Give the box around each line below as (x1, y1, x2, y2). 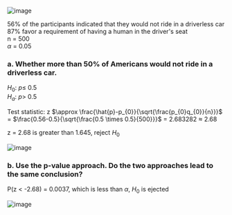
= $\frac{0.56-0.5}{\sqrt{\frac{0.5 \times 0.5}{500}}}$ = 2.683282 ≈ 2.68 (7, 115, 217, 123)
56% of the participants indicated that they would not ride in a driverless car (7, 20, 225, 28)
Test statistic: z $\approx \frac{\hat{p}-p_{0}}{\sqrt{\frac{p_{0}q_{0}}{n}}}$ (7, 107, 223, 115)
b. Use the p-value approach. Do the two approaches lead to (7, 160, 213, 170)
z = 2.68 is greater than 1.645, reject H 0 (7, 128, 120, 138)
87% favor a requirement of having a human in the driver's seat (7, 28, 188, 35)
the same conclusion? (7, 169, 83, 179)
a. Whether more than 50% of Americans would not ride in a (7, 59, 213, 68)
